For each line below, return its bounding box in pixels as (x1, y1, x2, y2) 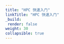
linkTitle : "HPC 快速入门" (5, 12, 59, 17)
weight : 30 (5, 26, 28, 31)
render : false (7, 21, 38, 27)
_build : (5, 17, 22, 22)
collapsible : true (5, 31, 44, 36)
